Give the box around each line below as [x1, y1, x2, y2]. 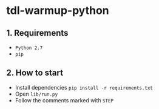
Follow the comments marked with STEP [15, 96, 114, 104]
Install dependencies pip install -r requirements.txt [15, 84, 153, 91]
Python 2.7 [15, 45, 43, 51]
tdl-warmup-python [6, 4, 109, 18]
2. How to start [6, 68, 64, 78]
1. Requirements [6, 28, 69, 38]
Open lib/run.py [15, 90, 58, 97]
